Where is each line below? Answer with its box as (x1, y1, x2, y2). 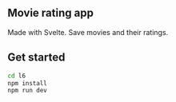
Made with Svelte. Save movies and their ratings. (7, 27, 169, 37)
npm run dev (7, 87, 47, 95)
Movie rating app (7, 6, 94, 20)
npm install (7, 79, 47, 87)
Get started (7, 51, 66, 65)
